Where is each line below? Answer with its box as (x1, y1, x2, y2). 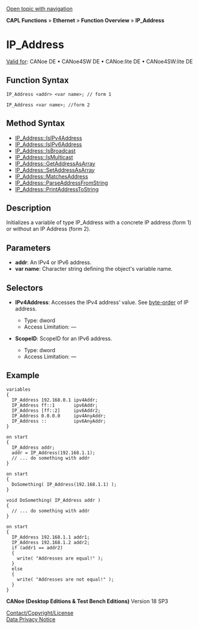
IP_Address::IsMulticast (14, 153, 73, 160)
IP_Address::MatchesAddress (14, 172, 88, 180)
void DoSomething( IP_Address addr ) (6, 497, 101, 503)
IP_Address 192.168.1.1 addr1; (11, 534, 90, 540)
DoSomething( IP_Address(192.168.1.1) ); (11, 481, 117, 487)
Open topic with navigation (6, 5, 73, 12)
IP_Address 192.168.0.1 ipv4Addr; (11, 397, 98, 403)
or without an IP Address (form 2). (6, 226, 91, 233)
